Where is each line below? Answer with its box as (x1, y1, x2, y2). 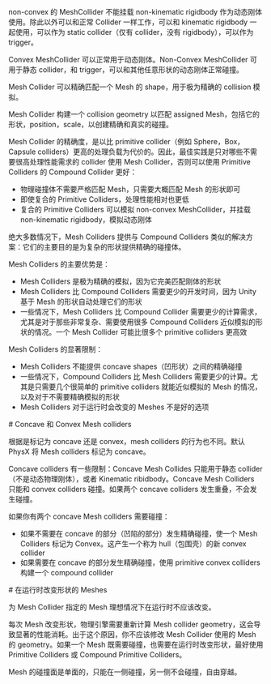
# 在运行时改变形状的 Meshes (8, 585, 108, 594)
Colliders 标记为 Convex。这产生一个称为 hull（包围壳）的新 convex (19, 539, 247, 549)
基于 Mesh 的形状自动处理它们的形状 (19, 297, 143, 306)
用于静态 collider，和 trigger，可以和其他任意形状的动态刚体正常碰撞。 (8, 65, 244, 75)
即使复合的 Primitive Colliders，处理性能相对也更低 (19, 195, 189, 204)
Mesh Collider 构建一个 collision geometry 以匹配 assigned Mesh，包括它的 (8, 109, 260, 119)
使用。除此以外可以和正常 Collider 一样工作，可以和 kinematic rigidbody (8, 17, 248, 27)
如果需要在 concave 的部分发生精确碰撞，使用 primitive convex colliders (19, 558, 260, 567)
